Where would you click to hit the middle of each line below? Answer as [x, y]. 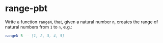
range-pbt [26, 8]
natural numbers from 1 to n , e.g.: [39, 27]
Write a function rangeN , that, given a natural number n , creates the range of [81, 22]
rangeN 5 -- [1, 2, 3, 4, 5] [35, 36]
